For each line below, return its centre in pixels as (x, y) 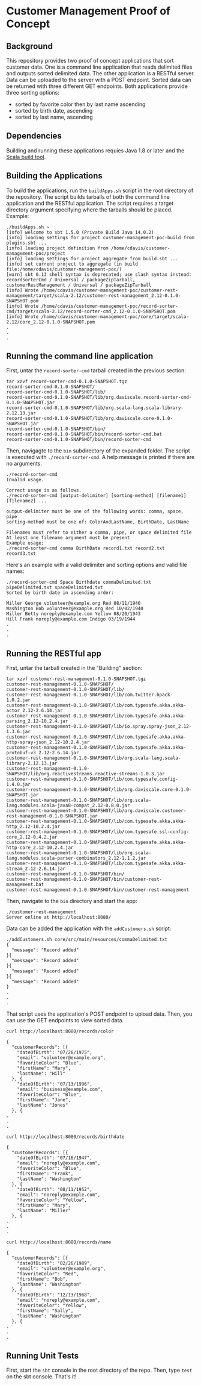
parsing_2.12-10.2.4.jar (37, 721)
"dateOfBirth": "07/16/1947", (55, 1158)
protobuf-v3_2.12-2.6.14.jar (43, 753)
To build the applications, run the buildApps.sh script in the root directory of (100, 190)
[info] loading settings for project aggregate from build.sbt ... (92, 258)
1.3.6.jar (19, 732)
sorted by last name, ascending (54, 117)
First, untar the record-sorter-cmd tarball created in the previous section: (96, 370)
